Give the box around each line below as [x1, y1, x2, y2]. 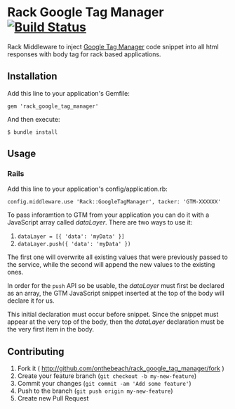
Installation [7, 70, 58, 82]
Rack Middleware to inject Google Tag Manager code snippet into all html [7, 42, 219, 51]
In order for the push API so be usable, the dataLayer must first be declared [7, 282, 224, 290]
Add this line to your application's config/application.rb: [7, 184, 168, 194]
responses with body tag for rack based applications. [7, 50, 161, 58]
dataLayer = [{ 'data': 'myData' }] [17, 233, 125, 240]
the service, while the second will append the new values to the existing [7, 260, 215, 269]
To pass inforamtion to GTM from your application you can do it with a [7, 210, 210, 219]
